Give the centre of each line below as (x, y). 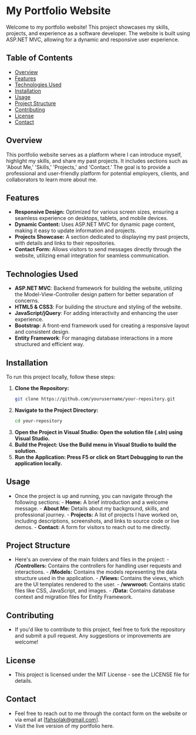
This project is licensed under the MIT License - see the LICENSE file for (102, 675)
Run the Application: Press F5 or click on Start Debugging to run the (99, 457)
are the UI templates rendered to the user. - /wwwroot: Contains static (100, 584)
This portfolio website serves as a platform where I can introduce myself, (94, 154)
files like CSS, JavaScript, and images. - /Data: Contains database (94, 591)
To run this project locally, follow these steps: (61, 377)
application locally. (38, 463)
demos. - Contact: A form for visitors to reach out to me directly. (93, 527)
